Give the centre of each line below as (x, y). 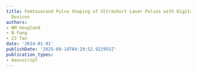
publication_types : (30, 55)
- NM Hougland (23, 28)
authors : (17, 22)
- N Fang (17, 33)
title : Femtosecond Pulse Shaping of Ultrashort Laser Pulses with (90, 11)
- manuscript (22, 60)
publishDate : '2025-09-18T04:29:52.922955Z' (61, 49)
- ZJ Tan (17, 38)
